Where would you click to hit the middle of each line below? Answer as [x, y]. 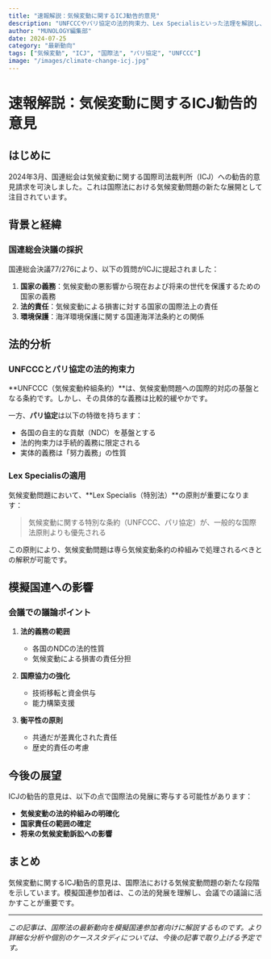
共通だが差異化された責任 [75, 737]
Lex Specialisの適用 [47, 475]
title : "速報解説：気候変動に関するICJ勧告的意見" [84, 16]
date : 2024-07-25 [38, 38]
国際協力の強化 [45, 676]
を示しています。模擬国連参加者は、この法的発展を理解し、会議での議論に [132, 892]
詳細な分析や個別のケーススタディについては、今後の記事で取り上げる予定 [131, 937]
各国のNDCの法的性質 [68, 649]
